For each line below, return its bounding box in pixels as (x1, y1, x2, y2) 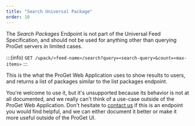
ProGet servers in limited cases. (6, 42, 83, 50)
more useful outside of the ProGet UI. (6, 114, 96, 121)
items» (6, 61, 22, 67)
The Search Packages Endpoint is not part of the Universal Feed (6, 30, 161, 37)
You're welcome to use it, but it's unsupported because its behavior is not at (6, 89, 190, 96)
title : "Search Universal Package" (6, 8, 93, 15)
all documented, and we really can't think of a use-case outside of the (6, 95, 175, 103)
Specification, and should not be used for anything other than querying (6, 36, 177, 43)
